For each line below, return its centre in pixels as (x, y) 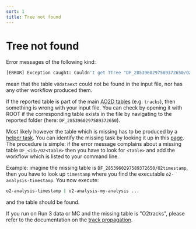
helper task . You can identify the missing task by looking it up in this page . (95, 138)
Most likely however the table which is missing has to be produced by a (92, 132)
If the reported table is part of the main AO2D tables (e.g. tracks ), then (91, 102)
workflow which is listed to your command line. (63, 156)
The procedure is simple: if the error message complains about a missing (94, 144)
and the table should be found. (43, 202)
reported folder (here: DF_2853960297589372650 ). (63, 120)
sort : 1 (15, 11)
